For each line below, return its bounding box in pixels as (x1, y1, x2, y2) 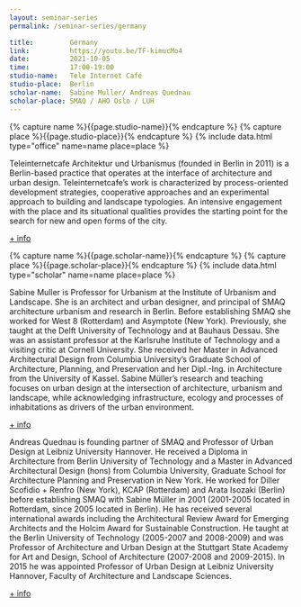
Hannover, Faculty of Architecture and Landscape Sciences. (9, 570, 232, 581)
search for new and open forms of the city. (9, 215, 168, 226)
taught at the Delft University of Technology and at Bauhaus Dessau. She (9, 325, 280, 336)
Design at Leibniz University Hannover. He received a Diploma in (9, 446, 249, 457)
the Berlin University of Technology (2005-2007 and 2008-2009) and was (9, 532, 285, 543)
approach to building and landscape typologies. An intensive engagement (9, 195, 283, 207)
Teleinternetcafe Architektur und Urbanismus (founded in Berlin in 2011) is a (9, 158, 289, 168)
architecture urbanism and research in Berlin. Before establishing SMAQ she (9, 305, 292, 316)
